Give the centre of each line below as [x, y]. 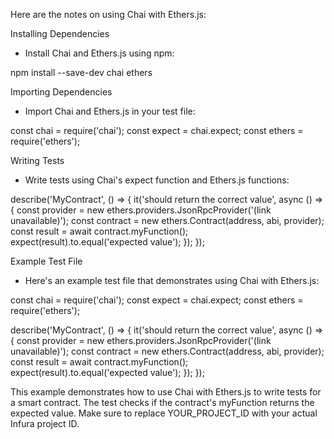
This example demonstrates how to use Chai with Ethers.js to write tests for [166, 392]
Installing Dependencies [60, 33]
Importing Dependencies [61, 92]
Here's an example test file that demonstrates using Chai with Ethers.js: [172, 280]
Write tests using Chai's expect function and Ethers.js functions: [157, 180]
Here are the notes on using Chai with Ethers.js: [108, 14]
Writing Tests [37, 160]
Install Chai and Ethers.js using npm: [99, 53]
